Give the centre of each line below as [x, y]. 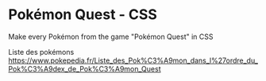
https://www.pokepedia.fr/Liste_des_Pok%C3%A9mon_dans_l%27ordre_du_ [133, 60]
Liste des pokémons [41, 52]
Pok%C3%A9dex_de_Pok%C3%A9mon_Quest [85, 68]
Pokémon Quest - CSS [83, 15]
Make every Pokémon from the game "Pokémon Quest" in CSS [111, 37]
